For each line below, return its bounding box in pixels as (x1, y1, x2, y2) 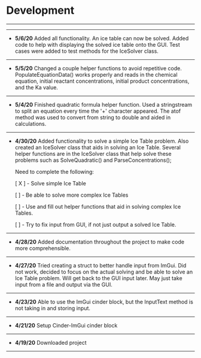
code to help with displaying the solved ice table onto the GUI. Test (14, 41, 181, 48)
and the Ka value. (14, 83, 59, 91)
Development (6, 4, 75, 17)
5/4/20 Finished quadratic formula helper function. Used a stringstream (14, 101, 193, 108)
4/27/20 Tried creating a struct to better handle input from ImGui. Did (14, 261, 187, 269)
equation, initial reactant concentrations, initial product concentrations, (14, 77, 190, 85)
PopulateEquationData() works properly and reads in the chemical (14, 71, 178, 78)
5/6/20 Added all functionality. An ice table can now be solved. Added (14, 34, 189, 42)
